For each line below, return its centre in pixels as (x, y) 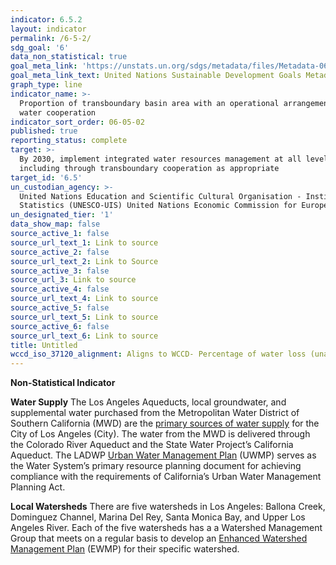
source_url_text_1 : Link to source (84, 242)
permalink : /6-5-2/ (51, 38)
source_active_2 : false (60, 252)
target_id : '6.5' (46, 177)
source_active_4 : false (60, 289)
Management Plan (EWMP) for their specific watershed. (125, 549)
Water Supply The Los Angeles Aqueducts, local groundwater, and (148, 402)
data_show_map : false (55, 224)
